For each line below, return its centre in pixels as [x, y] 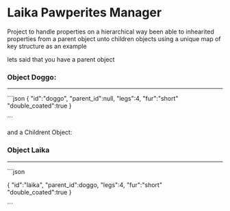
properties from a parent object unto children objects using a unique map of [114, 38]
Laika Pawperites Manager [85, 13]
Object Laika [28, 150]
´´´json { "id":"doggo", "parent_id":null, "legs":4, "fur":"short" [93, 99]
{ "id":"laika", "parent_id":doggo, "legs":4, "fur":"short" [85, 185]
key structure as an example [47, 46]
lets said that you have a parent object [61, 59]
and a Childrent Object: [40, 132]
